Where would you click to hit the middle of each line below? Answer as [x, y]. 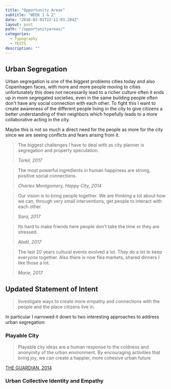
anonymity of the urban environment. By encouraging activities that [89, 352]
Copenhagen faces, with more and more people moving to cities [73, 87]
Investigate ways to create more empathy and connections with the [89, 302]
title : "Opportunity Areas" [35, 10]
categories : [18, 34]
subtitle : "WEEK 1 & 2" [31, 15]
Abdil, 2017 [30, 242]
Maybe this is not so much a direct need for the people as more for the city [84, 129]
